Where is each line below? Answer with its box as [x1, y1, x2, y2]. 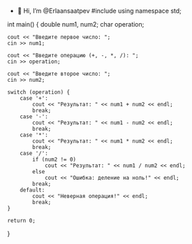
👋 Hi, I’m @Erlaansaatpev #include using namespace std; [17, 7, 182, 15]
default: [20, 187, 45, 194]
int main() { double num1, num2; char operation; [7, 20, 145, 28]
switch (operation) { [7, 89, 71, 96]
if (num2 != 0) [32, 156, 77, 163]
